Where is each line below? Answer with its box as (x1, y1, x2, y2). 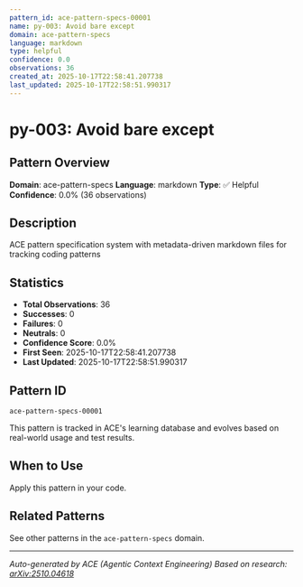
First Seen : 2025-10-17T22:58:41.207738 (22, 347, 177, 358)
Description (9, 216, 77, 231)
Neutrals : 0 (22, 328, 66, 339)
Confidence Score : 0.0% (22, 338, 117, 349)
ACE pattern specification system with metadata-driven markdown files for (9, 239, 287, 250)
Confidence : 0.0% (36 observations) (9, 189, 147, 200)
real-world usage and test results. (9, 433, 135, 443)
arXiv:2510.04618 (9, 568, 75, 579)
